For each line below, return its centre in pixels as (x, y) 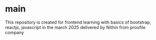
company (15, 32)
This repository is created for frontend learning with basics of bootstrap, (78, 22)
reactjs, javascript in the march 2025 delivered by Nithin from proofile (75, 27)
